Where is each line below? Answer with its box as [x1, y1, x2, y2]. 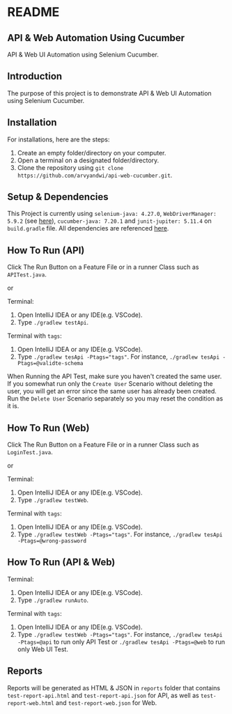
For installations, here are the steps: [7, 135, 110, 143]
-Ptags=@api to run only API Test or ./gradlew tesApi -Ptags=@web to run [17, 637, 225, 646]
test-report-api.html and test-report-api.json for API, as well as [7, 691, 200, 699]
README [7, 4, 60, 20]
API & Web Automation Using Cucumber [7, 32, 185, 44]
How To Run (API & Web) [7, 557, 116, 568]
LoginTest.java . [7, 448, 54, 456]
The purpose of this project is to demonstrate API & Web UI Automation [7, 88, 212, 98]
